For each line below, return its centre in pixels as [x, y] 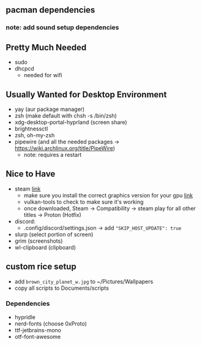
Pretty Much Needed [46, 47]
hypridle [25, 317]
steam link [28, 189]
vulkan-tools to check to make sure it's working [84, 202]
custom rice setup [41, 267]
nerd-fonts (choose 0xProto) [50, 324]
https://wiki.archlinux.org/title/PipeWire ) [65, 148]
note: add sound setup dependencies [62, 28]
